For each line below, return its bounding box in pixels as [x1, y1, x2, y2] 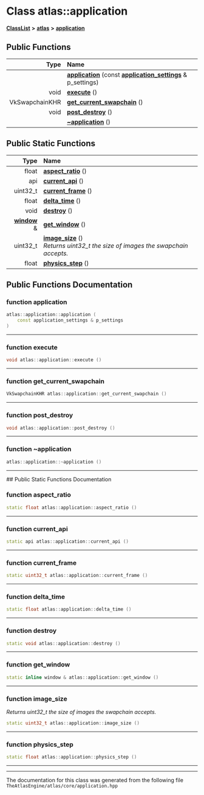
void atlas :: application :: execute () [6, 357, 102, 363]
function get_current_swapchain [6, 376, 105, 385]
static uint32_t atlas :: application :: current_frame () [6, 573, 148, 579]
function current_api [6, 525, 68, 533]
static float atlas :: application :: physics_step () [6, 754, 137, 760]
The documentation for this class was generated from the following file [6, 776, 184, 783]
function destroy [6, 626, 57, 635]
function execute [6, 343, 58, 352]
